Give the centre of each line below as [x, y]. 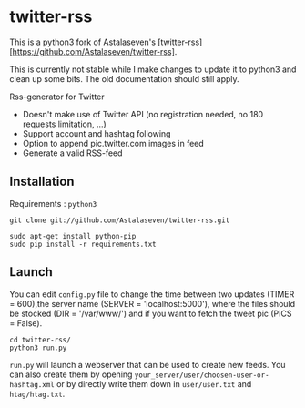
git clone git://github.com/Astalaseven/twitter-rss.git [120, 220]
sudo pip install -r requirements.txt [83, 244]
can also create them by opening [71, 374]
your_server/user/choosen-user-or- [202, 375]
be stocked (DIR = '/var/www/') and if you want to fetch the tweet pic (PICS [151, 313]
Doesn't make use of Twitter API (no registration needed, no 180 [143, 114]
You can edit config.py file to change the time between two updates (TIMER [152, 294]
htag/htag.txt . [37, 393]
